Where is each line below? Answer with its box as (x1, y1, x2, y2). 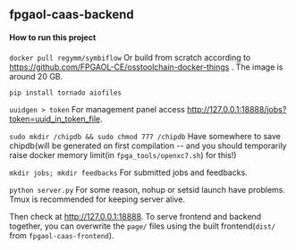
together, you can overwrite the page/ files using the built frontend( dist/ (9, 221, 275, 231)
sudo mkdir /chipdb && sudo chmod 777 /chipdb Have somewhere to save (9, 130, 282, 141)
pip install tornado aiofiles (9, 88, 123, 97)
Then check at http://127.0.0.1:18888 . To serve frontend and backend (9, 211, 262, 221)
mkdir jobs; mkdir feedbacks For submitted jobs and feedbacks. (9, 167, 248, 178)
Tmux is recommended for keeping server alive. (9, 194, 186, 204)
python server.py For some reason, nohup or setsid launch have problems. (9, 184, 286, 195)
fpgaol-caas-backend (9, 7, 134, 22)
